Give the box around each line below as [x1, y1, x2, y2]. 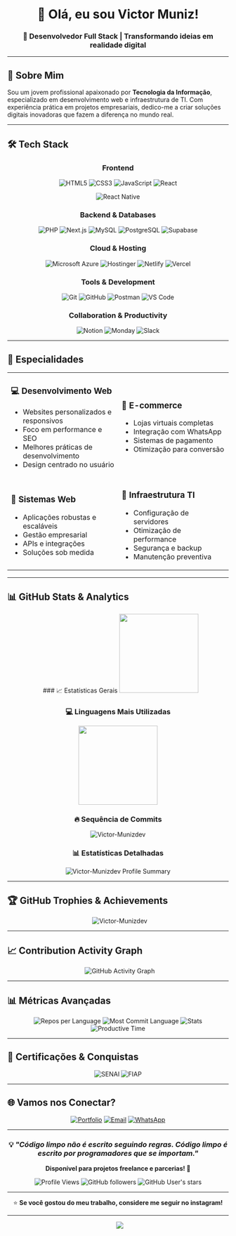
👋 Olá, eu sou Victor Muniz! [37, 6, 199, 22]
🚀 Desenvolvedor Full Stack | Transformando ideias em [22, 32, 214, 41]
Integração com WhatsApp [133, 427, 222, 437]
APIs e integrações [22, 539, 86, 548]
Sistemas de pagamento [133, 435, 214, 445]
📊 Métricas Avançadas [7, 994, 111, 1006]
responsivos [22, 416, 63, 426]
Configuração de [133, 508, 190, 518]
